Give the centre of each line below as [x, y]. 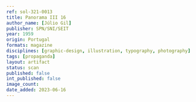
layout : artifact [28, 62]
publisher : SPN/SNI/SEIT [38, 28]
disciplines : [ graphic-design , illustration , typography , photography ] [98, 51]
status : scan [23, 67]
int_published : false [34, 79]
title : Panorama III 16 [36, 17]
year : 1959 [20, 34]
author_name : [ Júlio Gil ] [39, 23]
